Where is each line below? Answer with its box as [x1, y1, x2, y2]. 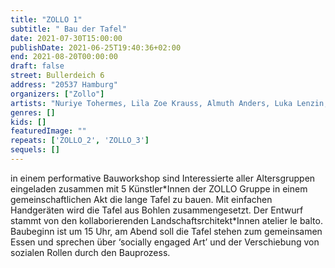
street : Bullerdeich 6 [10, 71, 105, 81]
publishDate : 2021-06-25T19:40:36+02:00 [10, 42, 182, 53]
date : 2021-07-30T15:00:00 [10, 33, 123, 43]
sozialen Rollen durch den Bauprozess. [10, 246, 171, 258]
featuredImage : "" [10, 126, 87, 136]
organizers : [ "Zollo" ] [10, 89, 105, 99]
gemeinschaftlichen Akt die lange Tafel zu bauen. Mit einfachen [10, 193, 273, 205]
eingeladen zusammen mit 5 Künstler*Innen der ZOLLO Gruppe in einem [10, 182, 308, 195]
